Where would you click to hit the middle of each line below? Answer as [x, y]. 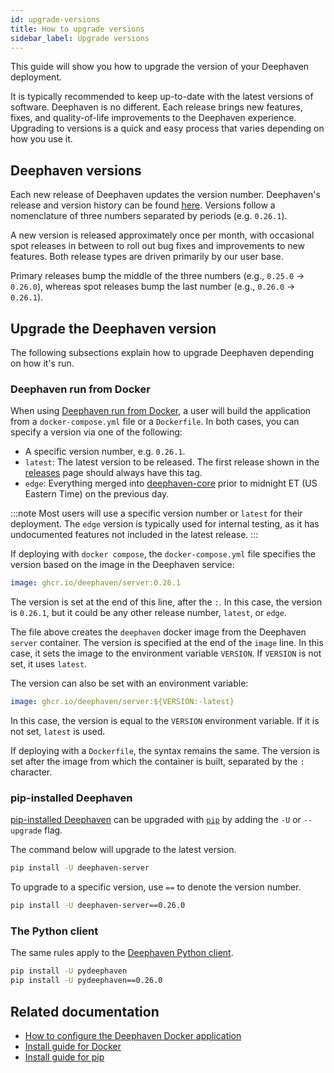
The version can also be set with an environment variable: [129, 683]
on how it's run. [42, 363]
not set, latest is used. [58, 732]
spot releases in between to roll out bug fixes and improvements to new [157, 246]
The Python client [54, 931]
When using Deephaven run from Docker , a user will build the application [161, 411]
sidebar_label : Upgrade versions [80, 38]
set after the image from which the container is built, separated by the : [157, 762]
